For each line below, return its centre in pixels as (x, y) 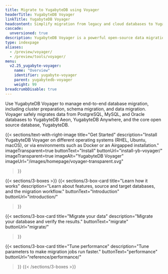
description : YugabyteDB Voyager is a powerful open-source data (74, 38)
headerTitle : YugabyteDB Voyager (40, 15)
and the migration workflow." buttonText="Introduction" (62, 191)
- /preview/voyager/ (31, 52)
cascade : (14, 29)
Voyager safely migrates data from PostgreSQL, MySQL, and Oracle (75, 114)
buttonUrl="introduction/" (32, 197)
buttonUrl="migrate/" (27, 227)
